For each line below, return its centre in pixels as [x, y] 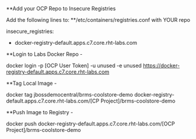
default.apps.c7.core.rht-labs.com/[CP [53, 101]
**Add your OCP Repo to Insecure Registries [61, 9]
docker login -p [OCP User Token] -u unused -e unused [74, 65]
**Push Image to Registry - [40, 112]
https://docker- [161, 65]
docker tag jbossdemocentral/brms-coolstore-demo [70, 95]
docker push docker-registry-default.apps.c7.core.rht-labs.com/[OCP [91, 124]
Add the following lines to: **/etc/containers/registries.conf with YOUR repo [98, 20]
